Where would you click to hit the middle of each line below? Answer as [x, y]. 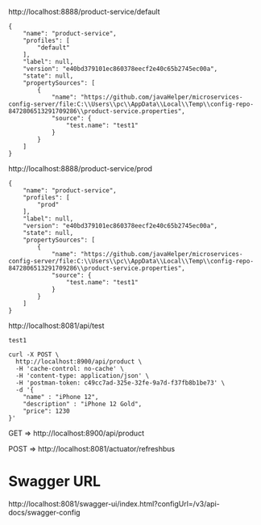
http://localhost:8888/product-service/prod [81, 168]
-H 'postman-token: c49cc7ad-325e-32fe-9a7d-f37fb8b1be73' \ [120, 383]
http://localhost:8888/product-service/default [84, 12]
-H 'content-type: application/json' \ [83, 376]
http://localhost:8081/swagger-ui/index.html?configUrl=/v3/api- [114, 503]
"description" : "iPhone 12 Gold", [83, 404]
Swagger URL [55, 482]
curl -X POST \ [34, 355]
